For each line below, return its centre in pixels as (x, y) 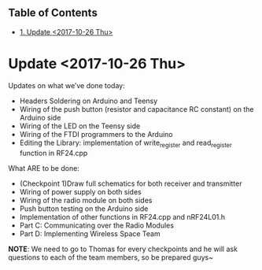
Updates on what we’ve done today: (66, 85)
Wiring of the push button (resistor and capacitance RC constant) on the (137, 109)
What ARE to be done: (44, 168)
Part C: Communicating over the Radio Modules (97, 225)
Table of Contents (53, 13)
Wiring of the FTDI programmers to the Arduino (96, 134)
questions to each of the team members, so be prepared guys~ (111, 257)
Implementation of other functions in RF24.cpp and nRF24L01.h (122, 216)
